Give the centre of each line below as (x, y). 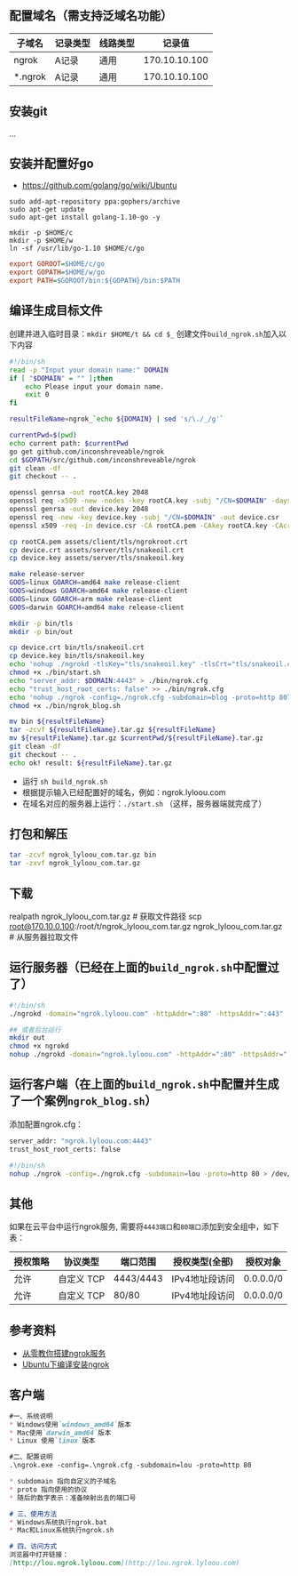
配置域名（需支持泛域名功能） (91, 16)
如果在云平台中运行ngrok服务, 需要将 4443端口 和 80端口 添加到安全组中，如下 (144, 1226)
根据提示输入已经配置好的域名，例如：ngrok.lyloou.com (124, 792)
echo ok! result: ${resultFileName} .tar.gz (91, 763)
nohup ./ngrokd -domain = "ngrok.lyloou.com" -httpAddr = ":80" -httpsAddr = (146, 1055)
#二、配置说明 (31, 1457)
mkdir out (27, 1038)
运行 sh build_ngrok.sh (65, 781)
